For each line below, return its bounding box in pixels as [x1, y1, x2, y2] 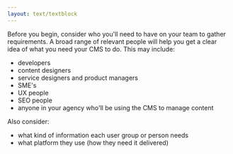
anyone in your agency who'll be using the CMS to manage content [17, 103, 214, 112]
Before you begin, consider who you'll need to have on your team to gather [7, 30, 227, 38]
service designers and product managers [17, 73, 139, 82]
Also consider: [7, 117, 50, 126]
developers [17, 58, 51, 67]
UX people [17, 88, 49, 97]
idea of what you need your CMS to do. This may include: [7, 45, 175, 53]
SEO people [17, 96, 53, 105]
